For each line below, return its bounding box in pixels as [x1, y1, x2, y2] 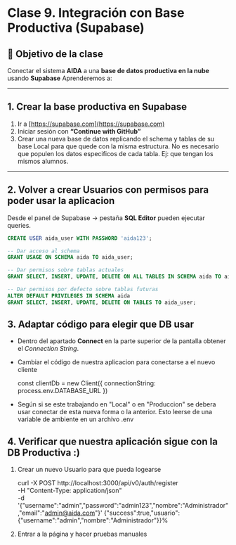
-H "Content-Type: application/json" [17, 487, 122, 495]
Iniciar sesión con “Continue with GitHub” [17, 127, 141, 135]
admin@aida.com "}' [44, 508, 103, 518]
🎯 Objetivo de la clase [7, 48, 103, 60]
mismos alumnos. [17, 157, 69, 165]
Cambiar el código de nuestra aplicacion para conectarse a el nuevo [17, 358, 216, 366]
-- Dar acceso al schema [7, 248, 80, 255]
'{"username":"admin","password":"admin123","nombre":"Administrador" [17, 501, 229, 510]
